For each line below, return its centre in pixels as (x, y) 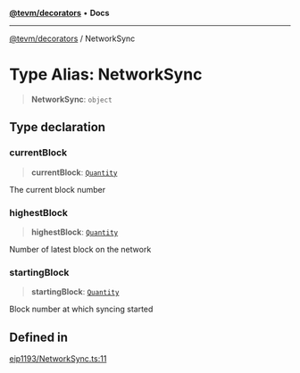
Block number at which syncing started (81, 309)
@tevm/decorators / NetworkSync (72, 38)
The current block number (57, 189)
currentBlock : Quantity (74, 172)
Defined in (39, 337)
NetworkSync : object (72, 99)
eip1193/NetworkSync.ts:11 (58, 359)
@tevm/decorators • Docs (59, 13)
